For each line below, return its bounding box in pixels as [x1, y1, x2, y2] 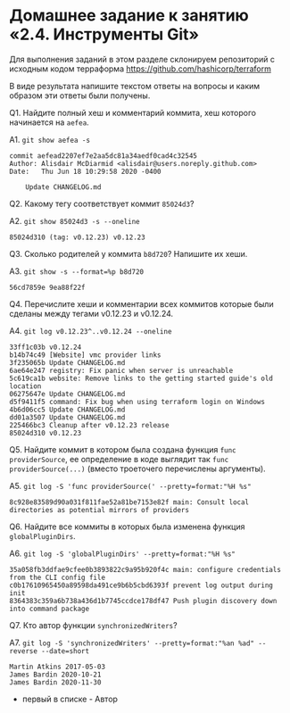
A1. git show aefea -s [9, 134, 91, 145]
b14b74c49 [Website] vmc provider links [9, 350, 162, 360]
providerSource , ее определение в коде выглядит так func [9, 453, 229, 464]
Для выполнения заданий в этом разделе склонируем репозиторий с [9, 54, 275, 64]
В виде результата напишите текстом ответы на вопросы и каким [9, 80, 261, 91]
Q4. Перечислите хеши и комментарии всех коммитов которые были [9, 298, 274, 309]
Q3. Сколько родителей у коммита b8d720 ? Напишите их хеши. [9, 248, 248, 259]
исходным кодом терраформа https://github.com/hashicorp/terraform [9, 63, 272, 74]
